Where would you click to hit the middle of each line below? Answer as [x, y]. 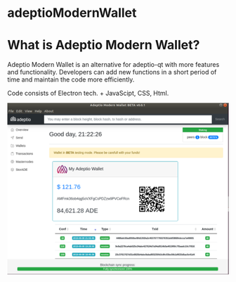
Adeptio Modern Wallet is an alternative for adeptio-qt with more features [113, 65]
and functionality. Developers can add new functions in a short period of [112, 72]
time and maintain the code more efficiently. [71, 79]
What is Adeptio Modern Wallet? [104, 45]
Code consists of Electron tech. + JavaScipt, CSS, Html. [88, 94]
